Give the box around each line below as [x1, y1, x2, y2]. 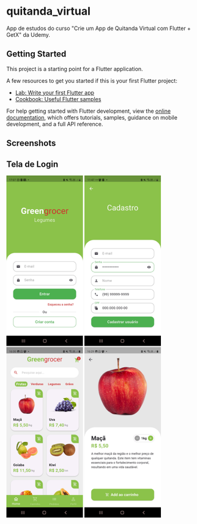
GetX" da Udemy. [6, 31, 51, 38]
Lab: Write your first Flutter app [15, 89, 95, 96]
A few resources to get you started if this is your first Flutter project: [6, 77, 177, 84]
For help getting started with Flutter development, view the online [6, 107, 171, 115]
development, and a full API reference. [6, 120, 103, 127]
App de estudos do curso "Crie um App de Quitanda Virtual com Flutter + [6, 25, 191, 32]
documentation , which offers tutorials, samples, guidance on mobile [6, 113, 177, 121]
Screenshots [6, 138, 56, 148]
